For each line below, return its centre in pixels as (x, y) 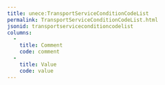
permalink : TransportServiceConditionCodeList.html (82, 20)
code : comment (40, 52)
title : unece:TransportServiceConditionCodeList (78, 13)
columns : (20, 33)
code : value (36, 71)
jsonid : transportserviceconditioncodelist (70, 26)
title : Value (38, 64)
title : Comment (41, 45)
